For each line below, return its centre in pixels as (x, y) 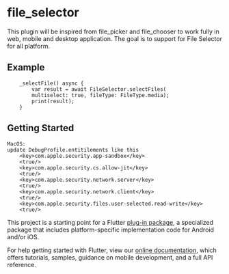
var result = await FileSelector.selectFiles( (99, 89)
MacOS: (16, 144)
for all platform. (28, 46)
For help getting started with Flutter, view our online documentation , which (112, 250)
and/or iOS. (23, 236)
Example (26, 67)
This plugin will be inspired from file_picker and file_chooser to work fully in (113, 31)
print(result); (53, 101)
